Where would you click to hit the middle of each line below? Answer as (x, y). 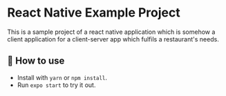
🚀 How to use (36, 61)
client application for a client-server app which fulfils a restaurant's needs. (113, 39)
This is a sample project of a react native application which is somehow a (111, 32)
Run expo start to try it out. (56, 85)
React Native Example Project (94, 13)
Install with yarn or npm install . (62, 77)
